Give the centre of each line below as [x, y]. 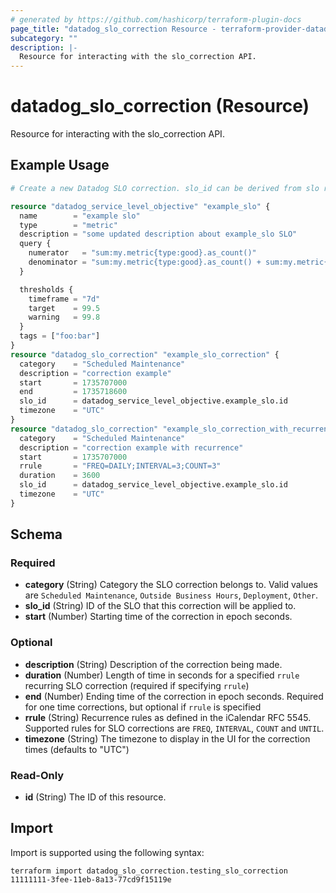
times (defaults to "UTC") [77, 749]
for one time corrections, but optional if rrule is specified [143, 707]
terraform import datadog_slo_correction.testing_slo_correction [149, 871]
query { [35, 244]
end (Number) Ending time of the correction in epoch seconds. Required [174, 696]
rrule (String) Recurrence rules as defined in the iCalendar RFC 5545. [168, 717]
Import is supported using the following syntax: [107, 852]
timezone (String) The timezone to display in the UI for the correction [167, 738]
